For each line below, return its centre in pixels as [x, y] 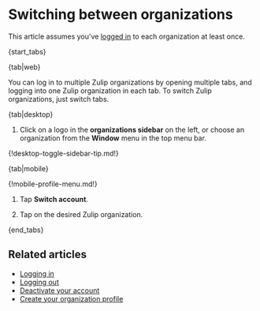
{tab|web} [24, 67]
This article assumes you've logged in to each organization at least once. [127, 36]
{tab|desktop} [31, 114]
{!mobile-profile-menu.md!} [53, 184]
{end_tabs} [26, 230]
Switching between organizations [121, 15]
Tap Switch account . [54, 199]
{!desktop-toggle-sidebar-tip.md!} [64, 153]
